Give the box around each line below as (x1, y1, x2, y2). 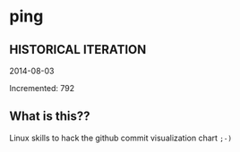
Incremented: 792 (9, 83, 75, 93)
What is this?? (9, 109, 90, 124)
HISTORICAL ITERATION (9, 42, 147, 57)
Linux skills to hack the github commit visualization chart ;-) (9, 132, 233, 143)
